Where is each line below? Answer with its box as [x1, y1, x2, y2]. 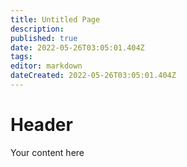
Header [10, 114, 73, 136]
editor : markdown [10, 61, 83, 71]
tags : [10, 52, 33, 62]
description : [10, 24, 65, 34]
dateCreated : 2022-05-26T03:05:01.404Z [10, 71, 177, 81]
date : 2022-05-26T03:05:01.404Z [10, 42, 145, 53]
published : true [10, 33, 78, 43]
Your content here [10, 146, 85, 158]
